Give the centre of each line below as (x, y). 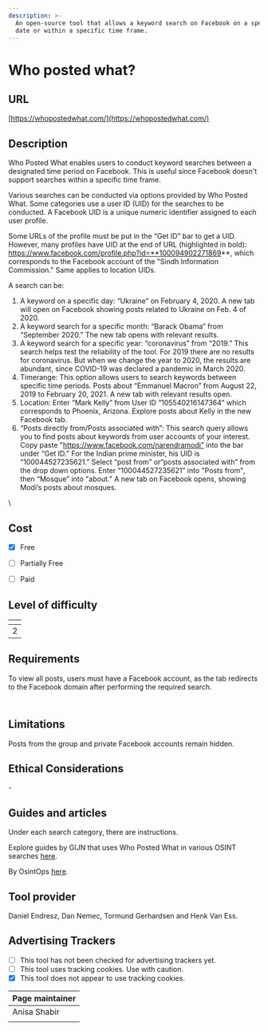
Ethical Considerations (66, 769)
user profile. (28, 221)
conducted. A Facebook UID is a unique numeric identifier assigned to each (132, 212)
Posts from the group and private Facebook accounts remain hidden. (121, 744)
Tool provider (42, 897)
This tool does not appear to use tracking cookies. (102, 978)
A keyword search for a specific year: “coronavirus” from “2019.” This (134, 343)
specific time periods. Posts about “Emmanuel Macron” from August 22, (138, 386)
